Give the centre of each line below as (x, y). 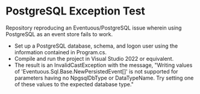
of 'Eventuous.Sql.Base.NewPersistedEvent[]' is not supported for (96, 71)
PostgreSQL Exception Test (76, 11)
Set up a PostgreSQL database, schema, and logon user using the (96, 46)
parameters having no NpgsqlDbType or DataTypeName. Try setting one (104, 78)
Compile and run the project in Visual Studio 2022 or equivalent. (94, 58)
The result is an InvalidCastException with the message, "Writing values (103, 65)
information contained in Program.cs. (60, 52)
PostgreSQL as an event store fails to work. (59, 34)
